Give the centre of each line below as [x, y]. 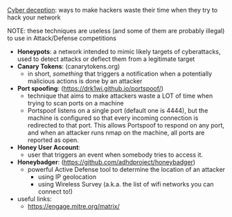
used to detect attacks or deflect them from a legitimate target [106, 59]
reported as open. [53, 140]
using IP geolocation [67, 177]
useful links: [34, 199]
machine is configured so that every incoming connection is [113, 118]
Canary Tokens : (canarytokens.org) [69, 66]
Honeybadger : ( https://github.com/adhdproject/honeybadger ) [106, 162]
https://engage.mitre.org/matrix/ [73, 206]
